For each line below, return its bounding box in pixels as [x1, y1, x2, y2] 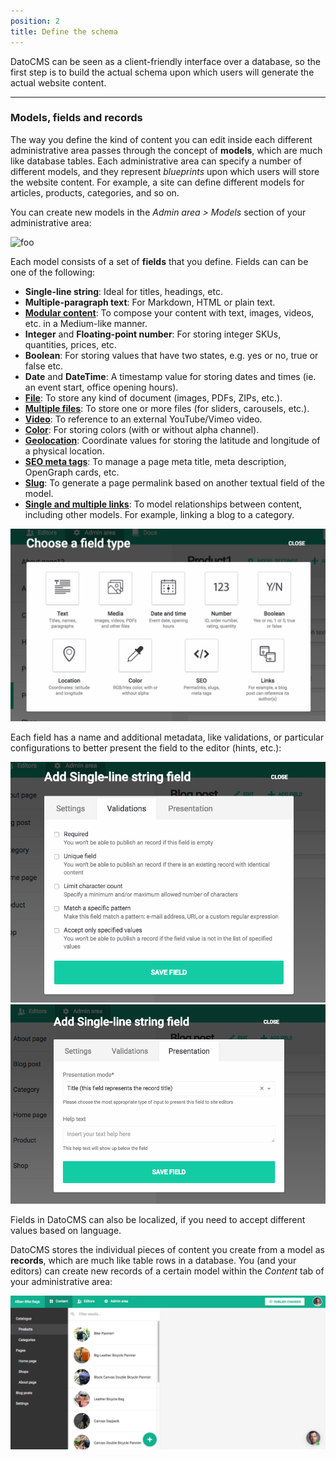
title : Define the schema [10, 26, 118, 37]
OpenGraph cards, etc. [24, 466, 120, 478]
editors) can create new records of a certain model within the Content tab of [10, 1265, 325, 1277]
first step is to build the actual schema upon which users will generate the [10, 66, 315, 78]
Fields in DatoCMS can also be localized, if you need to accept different [10, 1213, 306, 1225]
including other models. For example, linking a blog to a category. [24, 508, 295, 520]
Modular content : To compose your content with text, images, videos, [24, 306, 315, 319]
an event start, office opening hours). [24, 381, 179, 393]
